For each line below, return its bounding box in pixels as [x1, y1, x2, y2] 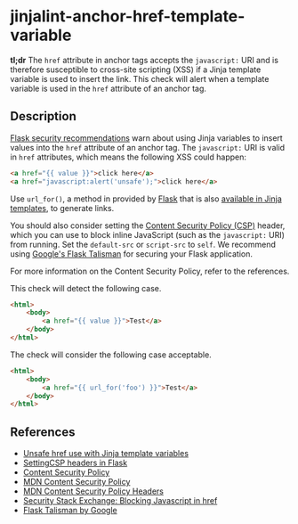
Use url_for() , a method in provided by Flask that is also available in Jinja [10, 193, 283, 204]
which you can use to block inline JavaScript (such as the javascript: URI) [10, 229, 286, 240]
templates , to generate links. [10, 202, 115, 213]
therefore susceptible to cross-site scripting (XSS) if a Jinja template [10, 64, 262, 75]
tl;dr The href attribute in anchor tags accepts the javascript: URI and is [10, 54, 279, 65]
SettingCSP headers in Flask [22, 457, 128, 469]
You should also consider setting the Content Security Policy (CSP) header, [10, 220, 286, 231]
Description [10, 109, 77, 124]
